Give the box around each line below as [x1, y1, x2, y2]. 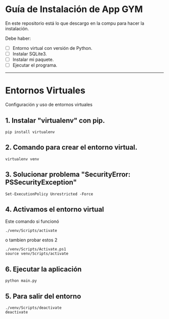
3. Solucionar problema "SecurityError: [5, 170, 131, 179]
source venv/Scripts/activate [5, 251, 69, 257]
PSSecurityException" [5, 178, 77, 187]
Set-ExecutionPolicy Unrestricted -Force [5, 192, 94, 197]
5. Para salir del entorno [5, 292, 81, 300]
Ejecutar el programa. [12, 62, 58, 69]
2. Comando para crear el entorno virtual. [5, 143, 138, 152]
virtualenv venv [5, 156, 39, 162]
